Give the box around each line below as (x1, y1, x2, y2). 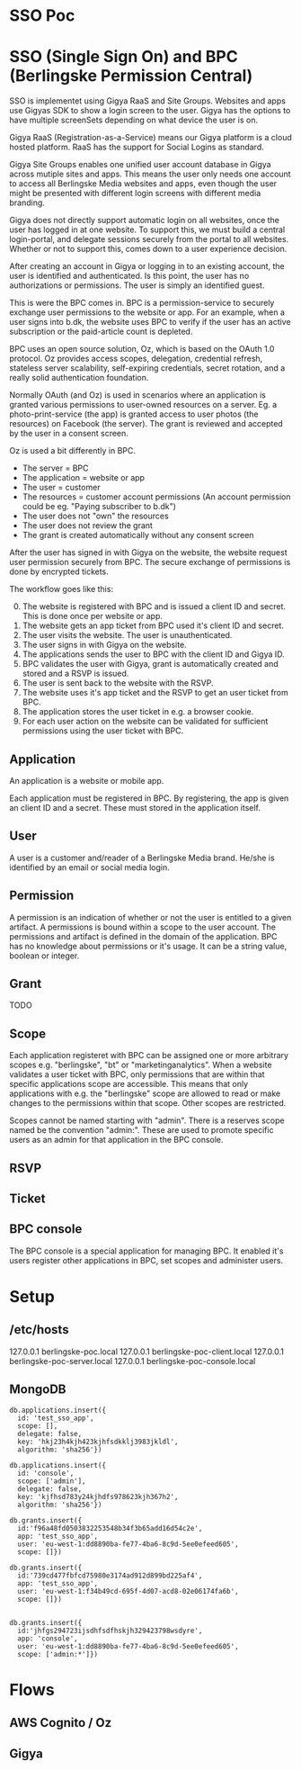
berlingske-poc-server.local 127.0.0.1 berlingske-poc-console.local (9, 1355, 256, 1366)
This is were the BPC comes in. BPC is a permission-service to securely (9, 298, 275, 309)
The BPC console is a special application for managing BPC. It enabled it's (9, 1245, 284, 1256)
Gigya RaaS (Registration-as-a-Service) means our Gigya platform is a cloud (9, 132, 292, 143)
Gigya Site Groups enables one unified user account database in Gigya (9, 159, 271, 170)
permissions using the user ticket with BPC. (22, 725, 184, 736)
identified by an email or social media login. (9, 861, 171, 873)
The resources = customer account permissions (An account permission (22, 491, 291, 502)
